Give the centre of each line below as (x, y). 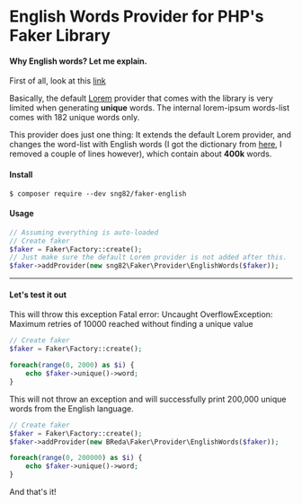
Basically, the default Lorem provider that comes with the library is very (142, 98)
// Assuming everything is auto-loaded (84, 232)
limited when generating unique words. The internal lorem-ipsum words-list (150, 108)
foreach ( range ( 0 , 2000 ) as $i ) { (72, 366)
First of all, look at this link (58, 81)
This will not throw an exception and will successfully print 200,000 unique (148, 399)
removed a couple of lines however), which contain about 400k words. (141, 154)
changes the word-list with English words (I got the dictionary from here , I (146, 145)
